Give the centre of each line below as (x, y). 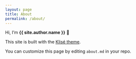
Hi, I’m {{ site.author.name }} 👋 (37, 33)
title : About (19, 14)
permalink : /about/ (25, 19)
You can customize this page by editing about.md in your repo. (68, 51)
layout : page (19, 10)
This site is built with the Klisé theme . (43, 42)
